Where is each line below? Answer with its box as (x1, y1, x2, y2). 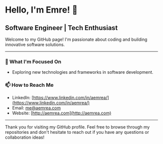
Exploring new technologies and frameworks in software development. (12, 69, 154, 75)
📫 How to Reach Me (5, 82, 54, 89)
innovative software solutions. (5, 42, 65, 48)
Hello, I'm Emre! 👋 (5, 4, 78, 16)
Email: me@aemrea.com (12, 105, 61, 111)
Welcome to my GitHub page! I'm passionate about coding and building (5, 36, 147, 42)
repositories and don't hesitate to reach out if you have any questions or (5, 129, 149, 135)
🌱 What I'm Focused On (5, 58, 62, 65)
